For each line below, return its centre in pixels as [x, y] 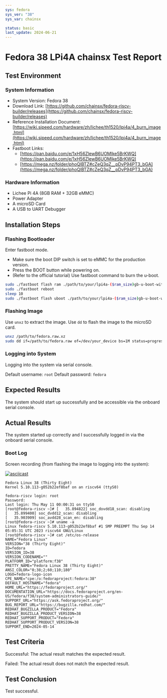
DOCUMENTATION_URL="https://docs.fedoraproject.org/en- [64, 592]
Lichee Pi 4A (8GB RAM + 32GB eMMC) [53, 193]
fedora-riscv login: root [32, 496]
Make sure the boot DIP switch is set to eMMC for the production [79, 259]
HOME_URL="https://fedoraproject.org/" [46, 587]
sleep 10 [14, 294]
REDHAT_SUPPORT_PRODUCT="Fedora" [40, 618]
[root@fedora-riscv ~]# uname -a [40, 522]
